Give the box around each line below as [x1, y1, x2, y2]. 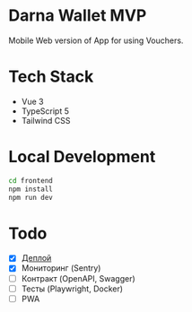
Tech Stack [8, 66, 94, 87]
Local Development [8, 147, 156, 167]
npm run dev [8, 193, 53, 202]
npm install [8, 185, 53, 194]
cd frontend [8, 176, 53, 185]
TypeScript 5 [21, 105, 69, 117]
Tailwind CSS [21, 115, 71, 126]
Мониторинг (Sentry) [21, 263, 101, 273]
